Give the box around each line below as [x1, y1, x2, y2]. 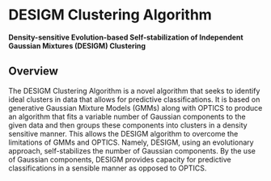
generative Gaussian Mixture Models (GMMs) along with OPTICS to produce [8, 103, 263, 112]
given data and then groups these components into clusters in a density [8, 120, 248, 130]
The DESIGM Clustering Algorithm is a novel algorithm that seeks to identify [8, 86, 260, 95]
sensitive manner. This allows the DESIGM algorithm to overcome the [8, 128, 239, 138]
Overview [8, 65, 59, 78]
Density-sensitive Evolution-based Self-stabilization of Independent [8, 32, 244, 42]
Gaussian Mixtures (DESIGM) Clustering [8, 40, 146, 50]
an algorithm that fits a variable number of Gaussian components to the [8, 112, 246, 121]
